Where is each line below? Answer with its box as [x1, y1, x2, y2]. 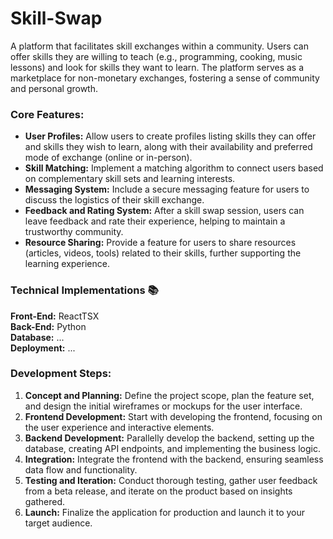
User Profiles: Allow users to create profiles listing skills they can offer [24, 130, 317, 142]
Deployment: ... [10, 342, 76, 354]
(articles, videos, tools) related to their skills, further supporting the [24, 247, 302, 259]
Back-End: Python [10, 320, 87, 332]
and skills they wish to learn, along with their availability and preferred [24, 141, 313, 153]
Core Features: [10, 107, 85, 121]
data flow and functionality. [24, 463, 138, 476]
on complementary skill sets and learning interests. [24, 173, 236, 185]
